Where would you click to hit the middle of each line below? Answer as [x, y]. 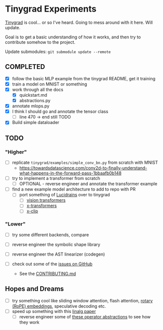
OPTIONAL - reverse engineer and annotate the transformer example [88, 184]
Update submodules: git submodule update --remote [58, 52]
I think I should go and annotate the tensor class [60, 112]
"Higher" [16, 152]
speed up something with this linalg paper [54, 311]
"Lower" [15, 224]
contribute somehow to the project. [40, 42]
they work [29, 322]
